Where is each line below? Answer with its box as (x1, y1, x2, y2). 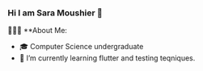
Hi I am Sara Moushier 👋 (7, 7, 103, 19)
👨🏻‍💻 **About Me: (7, 26, 68, 35)
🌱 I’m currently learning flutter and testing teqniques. (19, 53, 196, 63)
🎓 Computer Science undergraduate (19, 42, 144, 52)
